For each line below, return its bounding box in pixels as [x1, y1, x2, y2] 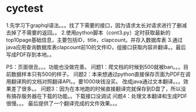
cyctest [6, 2, 44, 15]
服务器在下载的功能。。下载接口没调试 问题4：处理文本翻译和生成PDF [21, 92, 188, 99]
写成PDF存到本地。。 [6, 51, 55, 58]
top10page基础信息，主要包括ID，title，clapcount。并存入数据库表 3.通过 [6, 36, 183, 43]
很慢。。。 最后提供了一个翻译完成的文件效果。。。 [6, 100, 121, 107]
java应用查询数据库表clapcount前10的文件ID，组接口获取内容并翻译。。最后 [6, 43, 186, 51]
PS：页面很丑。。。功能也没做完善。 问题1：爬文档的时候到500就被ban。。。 [6, 63, 184, 70]
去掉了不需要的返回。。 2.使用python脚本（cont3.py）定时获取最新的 [6, 29, 171, 36]
